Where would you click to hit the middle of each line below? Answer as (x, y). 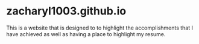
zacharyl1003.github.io (66, 11)
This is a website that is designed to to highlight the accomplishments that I (100, 28)
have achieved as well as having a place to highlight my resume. (86, 34)
